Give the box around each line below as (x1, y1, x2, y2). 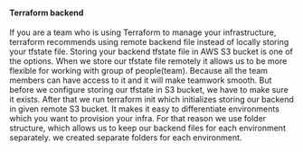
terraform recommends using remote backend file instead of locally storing (9, 37, 289, 48)
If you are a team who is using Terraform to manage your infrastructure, (9, 27, 277, 38)
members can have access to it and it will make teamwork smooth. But (9, 75, 272, 85)
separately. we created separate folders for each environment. (9, 132, 242, 143)
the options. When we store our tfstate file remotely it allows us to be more (9, 56, 288, 67)
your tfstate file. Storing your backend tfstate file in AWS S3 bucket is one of (9, 46, 294, 58)
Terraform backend (9, 7, 84, 18)
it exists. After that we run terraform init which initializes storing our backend (9, 94, 294, 105)
